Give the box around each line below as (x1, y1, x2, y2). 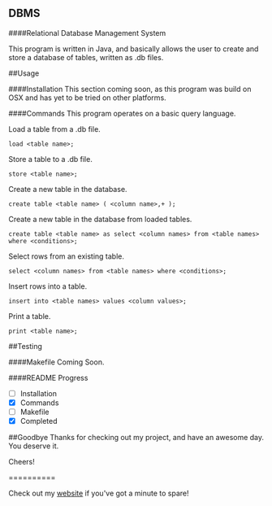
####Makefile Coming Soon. (8, 357, 105, 367)
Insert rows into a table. (8, 281, 88, 291)
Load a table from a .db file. (8, 124, 101, 133)
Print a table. (8, 311, 51, 321)
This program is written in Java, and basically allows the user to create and (8, 44, 259, 54)
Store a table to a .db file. (8, 154, 93, 164)
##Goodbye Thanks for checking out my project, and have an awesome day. (8, 433, 265, 443)
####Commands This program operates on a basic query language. (8, 108, 236, 118)
